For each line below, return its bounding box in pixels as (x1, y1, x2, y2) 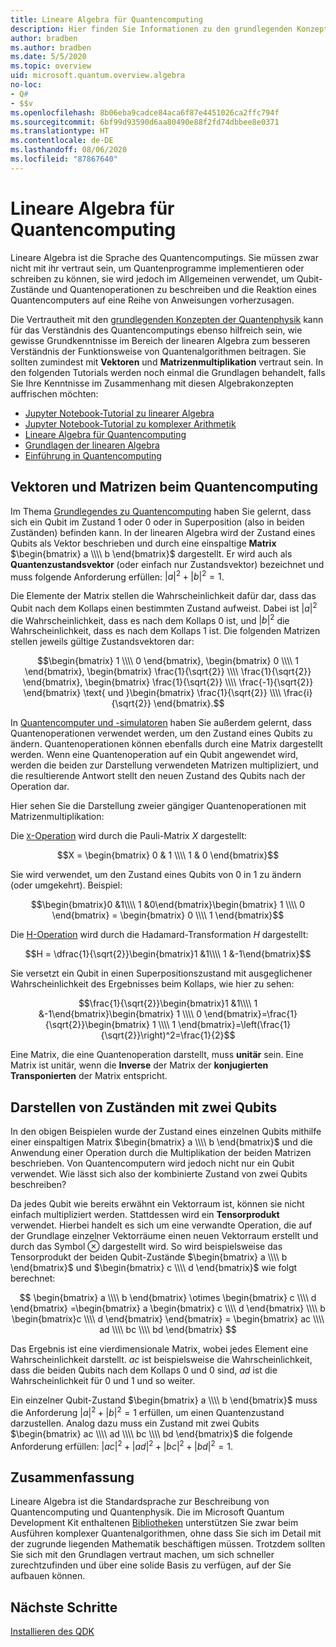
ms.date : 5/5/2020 (10, 52, 87, 62)
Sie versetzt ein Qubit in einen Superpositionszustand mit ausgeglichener (10, 967, 313, 980)
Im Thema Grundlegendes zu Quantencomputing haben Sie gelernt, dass (10, 505, 312, 517)
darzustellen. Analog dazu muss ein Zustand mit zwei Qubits (10, 1417, 260, 1429)
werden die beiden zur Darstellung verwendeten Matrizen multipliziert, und (10, 759, 319, 771)
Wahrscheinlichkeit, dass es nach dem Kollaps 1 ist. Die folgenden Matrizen (10, 625, 321, 637)
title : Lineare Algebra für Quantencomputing (10, 14, 203, 25)
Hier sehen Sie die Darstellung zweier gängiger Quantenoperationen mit (10, 800, 307, 812)
